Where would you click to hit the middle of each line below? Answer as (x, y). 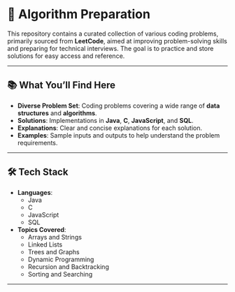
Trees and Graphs (54, 251)
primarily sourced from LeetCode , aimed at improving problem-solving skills (117, 41)
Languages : (35, 192)
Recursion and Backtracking (69, 267)
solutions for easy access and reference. (66, 56)
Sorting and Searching (60, 274)
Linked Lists (45, 244)
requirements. (37, 143)
